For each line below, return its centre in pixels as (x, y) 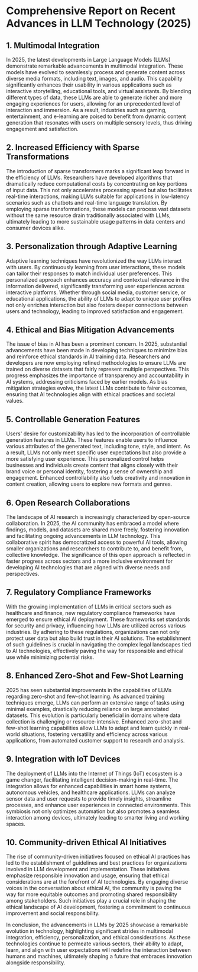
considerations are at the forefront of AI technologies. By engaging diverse (97, 882)
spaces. (16, 824)
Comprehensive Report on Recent (91, 11)
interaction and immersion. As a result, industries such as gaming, (87, 110)
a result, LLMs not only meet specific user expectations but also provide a (96, 452)
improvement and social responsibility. (53, 913)
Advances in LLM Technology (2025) (99, 23)
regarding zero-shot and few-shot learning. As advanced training (85, 696)
